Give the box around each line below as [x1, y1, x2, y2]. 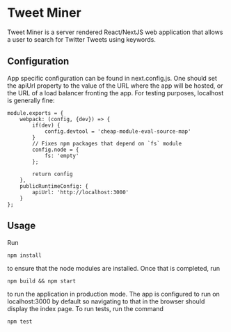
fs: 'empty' [44, 152, 79, 159]
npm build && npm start [7, 277, 77, 285]
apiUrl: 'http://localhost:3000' [32, 189, 129, 196]
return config [32, 171, 73, 177]
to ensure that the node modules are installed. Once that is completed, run [7, 264, 221, 272]
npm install [7, 252, 42, 259]
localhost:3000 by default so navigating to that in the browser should [7, 297, 205, 306]
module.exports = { [7, 109, 64, 116]
